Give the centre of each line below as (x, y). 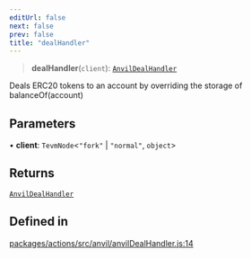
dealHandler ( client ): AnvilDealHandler (104, 68)
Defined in (39, 222)
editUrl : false (38, 18)
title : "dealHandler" (50, 43)
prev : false (31, 34)
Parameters (43, 124)
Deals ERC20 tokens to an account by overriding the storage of (126, 85)
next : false (31, 26)
